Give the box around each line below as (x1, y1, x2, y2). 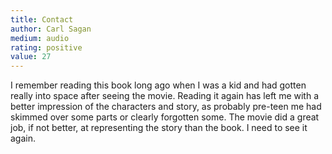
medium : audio (10, 33, 70, 43)
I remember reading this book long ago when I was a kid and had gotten (10, 79, 307, 91)
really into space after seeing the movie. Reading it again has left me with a (10, 90, 320, 102)
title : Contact (10, 14, 74, 25)
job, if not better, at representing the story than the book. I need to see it (10, 122, 308, 134)
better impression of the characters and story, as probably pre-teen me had (10, 101, 322, 113)
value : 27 (10, 52, 52, 62)
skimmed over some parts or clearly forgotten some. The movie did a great (10, 111, 320, 123)
